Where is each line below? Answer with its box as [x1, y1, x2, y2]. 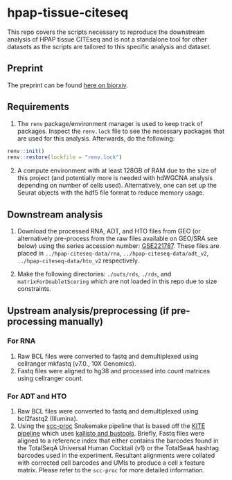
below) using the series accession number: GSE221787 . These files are [17, 242, 220, 250]
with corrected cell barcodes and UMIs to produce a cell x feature [17, 459, 206, 467]
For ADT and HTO [7, 391, 67, 401]
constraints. [17, 285, 52, 293]
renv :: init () [7, 148, 45, 154]
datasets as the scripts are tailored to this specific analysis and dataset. [7, 42, 211, 51]
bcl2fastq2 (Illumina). [17, 414, 78, 423]
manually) [58, 315, 104, 327]
